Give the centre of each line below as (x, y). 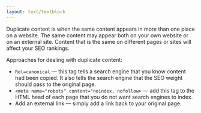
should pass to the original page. (55, 84)
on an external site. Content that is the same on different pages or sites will (99, 41)
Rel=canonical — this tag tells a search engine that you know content (100, 71)
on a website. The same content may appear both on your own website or (97, 35)
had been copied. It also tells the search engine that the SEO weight (99, 78)
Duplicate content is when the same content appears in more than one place (100, 29)
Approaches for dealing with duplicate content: (64, 60)
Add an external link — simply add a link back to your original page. (98, 103)
